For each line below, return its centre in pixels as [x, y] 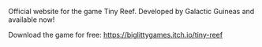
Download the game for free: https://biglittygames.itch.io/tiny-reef [116, 35]
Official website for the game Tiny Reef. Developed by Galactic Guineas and [131, 11]
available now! [32, 20]
